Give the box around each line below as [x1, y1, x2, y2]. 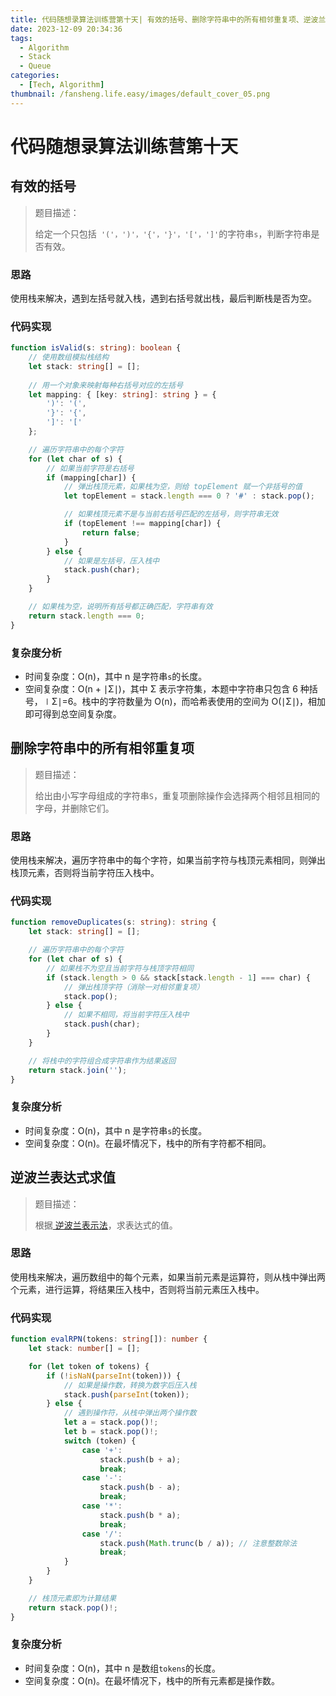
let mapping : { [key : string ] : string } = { [28, 389, 217, 400]
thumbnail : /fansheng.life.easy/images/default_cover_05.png [10, 89, 271, 99]
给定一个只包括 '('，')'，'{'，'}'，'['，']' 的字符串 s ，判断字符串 [34, 227, 312, 240]
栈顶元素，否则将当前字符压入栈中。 [10, 867, 160, 879]
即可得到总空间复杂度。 [24, 708, 122, 720]
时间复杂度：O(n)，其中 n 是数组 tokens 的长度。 [24, 1662, 222, 1674]
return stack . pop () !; [28, 1602, 118, 1613]
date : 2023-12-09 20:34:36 [10, 24, 123, 34]
